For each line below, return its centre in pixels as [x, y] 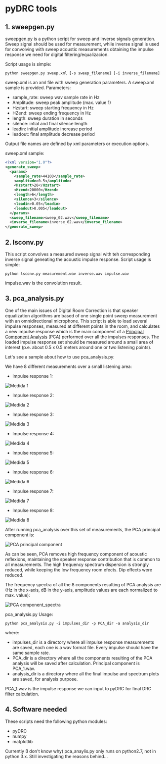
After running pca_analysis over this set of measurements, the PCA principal [83, 529]
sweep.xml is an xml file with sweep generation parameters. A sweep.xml [80, 82]
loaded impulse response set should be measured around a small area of [79, 342]
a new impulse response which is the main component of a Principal [75, 331]
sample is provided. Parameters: [38, 88]
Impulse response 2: [33, 395]
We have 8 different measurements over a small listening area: [69, 366]
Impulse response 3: [33, 414]
